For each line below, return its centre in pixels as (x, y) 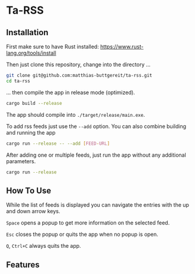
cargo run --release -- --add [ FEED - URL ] (58, 144)
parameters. (21, 161)
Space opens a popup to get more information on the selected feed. (88, 223)
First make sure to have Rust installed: (52, 46)
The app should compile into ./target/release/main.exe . (76, 114)
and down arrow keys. (33, 211)
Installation (27, 32)
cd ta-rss (18, 81)
